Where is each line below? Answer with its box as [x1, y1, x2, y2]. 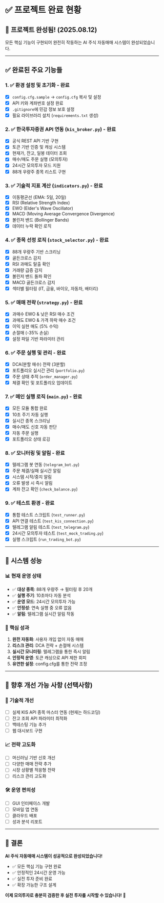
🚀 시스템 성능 [5, 557, 42, 565]
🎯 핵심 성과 [5, 624, 29, 631]
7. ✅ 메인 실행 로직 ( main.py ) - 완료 [5, 393, 82, 400]
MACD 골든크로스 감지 [12, 279, 55, 285]
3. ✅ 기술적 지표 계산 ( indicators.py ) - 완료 [5, 182, 103, 189]
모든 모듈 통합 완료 [12, 405, 48, 411]
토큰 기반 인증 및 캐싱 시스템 [12, 144, 66, 150]
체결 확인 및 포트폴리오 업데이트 [12, 380, 72, 386]
